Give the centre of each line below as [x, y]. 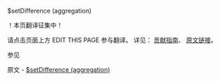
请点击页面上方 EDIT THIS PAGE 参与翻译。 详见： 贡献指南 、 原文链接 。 [112, 40]
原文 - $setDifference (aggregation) [59, 69]
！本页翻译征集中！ [35, 25]
